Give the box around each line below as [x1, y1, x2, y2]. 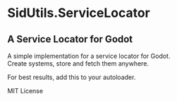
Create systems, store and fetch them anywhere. [7, 59, 149, 68]
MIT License [7, 87, 44, 95]
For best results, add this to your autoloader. [7, 73, 136, 81]
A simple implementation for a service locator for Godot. [7, 52, 171, 60]
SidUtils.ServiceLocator [7, 5, 150, 21]
